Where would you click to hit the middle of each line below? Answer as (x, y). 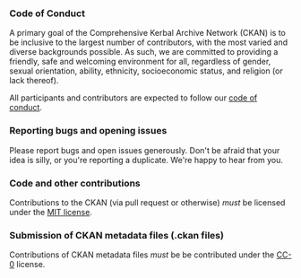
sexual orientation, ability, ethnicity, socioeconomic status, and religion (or (146, 71)
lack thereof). (34, 81)
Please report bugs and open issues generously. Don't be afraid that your (145, 150)
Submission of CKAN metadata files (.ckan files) (116, 235)
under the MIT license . (51, 212)
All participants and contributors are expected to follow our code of (133, 98)
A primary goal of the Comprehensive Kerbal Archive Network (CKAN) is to (148, 33)
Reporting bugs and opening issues (88, 131)
